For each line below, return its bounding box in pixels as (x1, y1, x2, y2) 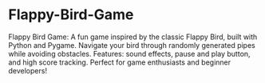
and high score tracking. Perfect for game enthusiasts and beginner (8, 57, 231, 67)
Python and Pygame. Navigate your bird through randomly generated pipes (8, 40, 255, 49)
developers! (8, 65, 48, 75)
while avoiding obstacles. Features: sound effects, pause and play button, (8, 49, 251, 58)
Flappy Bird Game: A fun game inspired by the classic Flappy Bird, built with (8, 32, 258, 41)
